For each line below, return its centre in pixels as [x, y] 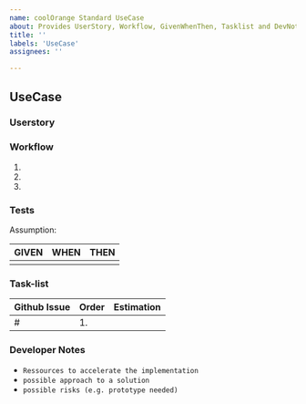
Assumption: [33, 230]
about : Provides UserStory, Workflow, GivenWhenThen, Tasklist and [140, 26]
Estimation [137, 307]
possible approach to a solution [86, 380]
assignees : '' [36, 52]
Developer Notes [47, 350]
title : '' [28, 35]
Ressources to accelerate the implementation [110, 370]
